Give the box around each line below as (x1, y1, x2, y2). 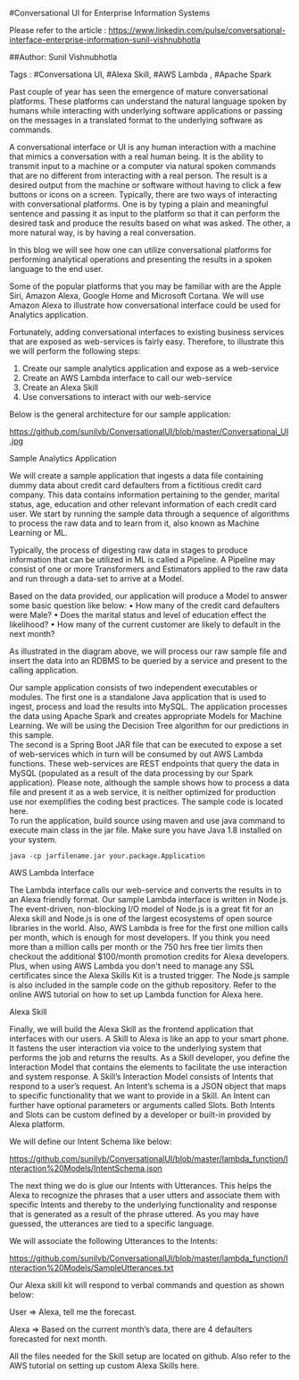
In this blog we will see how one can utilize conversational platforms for (9, 245, 272, 255)
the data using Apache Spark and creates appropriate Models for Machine (9, 711, 283, 721)
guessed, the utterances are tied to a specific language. (9, 1218, 215, 1229)
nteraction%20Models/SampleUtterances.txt (9, 1263, 174, 1273)
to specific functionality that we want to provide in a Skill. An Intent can (9, 1090, 270, 1101)
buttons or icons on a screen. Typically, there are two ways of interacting (9, 190, 278, 199)
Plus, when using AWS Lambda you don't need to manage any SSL (9, 961, 255, 971)
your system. (9, 834, 58, 844)
